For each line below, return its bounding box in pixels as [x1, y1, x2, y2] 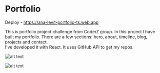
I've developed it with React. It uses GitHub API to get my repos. [5, 44, 134, 50]
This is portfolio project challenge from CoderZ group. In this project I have [5, 29, 155, 34]
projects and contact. [5, 39, 48, 44]
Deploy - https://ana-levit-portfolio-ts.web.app [5, 19, 99, 25]
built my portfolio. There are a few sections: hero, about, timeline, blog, [5, 34, 148, 40]
